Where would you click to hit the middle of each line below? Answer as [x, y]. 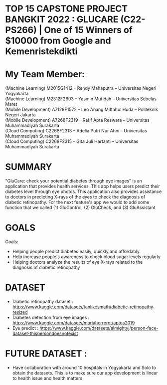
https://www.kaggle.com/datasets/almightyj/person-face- [99, 328]
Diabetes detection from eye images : [51, 317]
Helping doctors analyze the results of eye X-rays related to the [78, 262]
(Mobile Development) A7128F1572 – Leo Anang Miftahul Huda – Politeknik [82, 110]
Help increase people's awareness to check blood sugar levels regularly [86, 257]
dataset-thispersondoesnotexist [45, 333]
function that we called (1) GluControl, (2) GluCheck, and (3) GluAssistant [80, 208]
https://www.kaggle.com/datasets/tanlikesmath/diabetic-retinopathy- [84, 307]
